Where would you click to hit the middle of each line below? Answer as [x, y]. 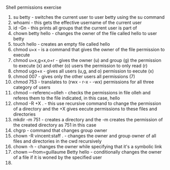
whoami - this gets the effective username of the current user [77, 23]
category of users [32, 87]
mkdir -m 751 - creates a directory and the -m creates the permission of [88, 120]
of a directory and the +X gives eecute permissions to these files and [85, 109]
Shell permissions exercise [34, 7]
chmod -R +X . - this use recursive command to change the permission [87, 103]
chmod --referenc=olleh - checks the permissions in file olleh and [82, 93]
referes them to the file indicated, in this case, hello [67, 98]
